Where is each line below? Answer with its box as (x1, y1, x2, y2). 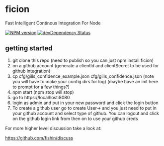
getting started (5, 44, 53, 53)
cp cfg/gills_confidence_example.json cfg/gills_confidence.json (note (12, 73, 154, 79)
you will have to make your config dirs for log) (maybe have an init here (12, 78, 158, 84)
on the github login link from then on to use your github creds (12, 116, 138, 122)
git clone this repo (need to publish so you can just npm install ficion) (12, 57, 154, 63)
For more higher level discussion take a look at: (5, 125, 102, 131)
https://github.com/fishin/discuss (5, 135, 74, 141)
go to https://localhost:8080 (12, 94, 70, 100)
